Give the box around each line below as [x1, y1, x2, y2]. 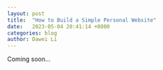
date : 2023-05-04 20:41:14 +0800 [7, 23, 110, 30]
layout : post [7, 10, 45, 17]
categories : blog [7, 29, 58, 37]
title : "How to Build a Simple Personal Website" [7, 17, 157, 24]
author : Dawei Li [7, 36, 58, 43]
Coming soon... [7, 55, 51, 63]
